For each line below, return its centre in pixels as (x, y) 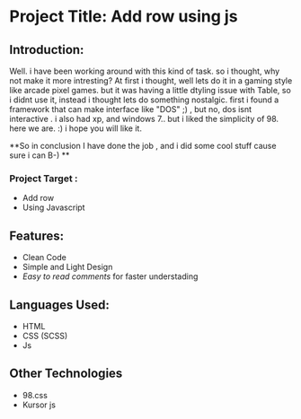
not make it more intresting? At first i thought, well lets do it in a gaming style (151, 81)
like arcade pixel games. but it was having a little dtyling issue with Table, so (150, 90)
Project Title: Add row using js (124, 17)
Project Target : (44, 179)
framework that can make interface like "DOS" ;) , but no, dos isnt (131, 109)
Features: (37, 236)
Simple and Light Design (67, 267)
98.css (35, 395)
